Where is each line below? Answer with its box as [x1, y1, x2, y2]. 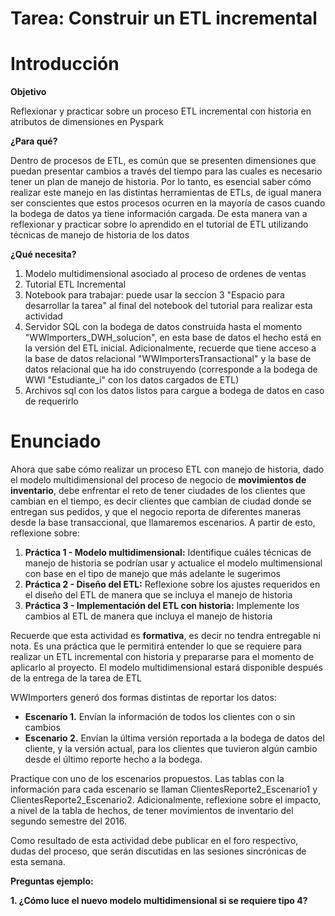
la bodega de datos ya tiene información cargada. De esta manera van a [10, 208, 308, 220]
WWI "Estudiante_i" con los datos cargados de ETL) [24, 374, 240, 386]
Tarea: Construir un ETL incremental [10, 7, 318, 30]
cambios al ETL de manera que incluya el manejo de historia [24, 610, 273, 622]
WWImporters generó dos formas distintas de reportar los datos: [10, 692, 277, 704]
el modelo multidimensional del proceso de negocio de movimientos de [10, 474, 307, 486]
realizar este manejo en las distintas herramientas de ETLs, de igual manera [10, 187, 322, 199]
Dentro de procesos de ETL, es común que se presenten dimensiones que [10, 155, 317, 167]
